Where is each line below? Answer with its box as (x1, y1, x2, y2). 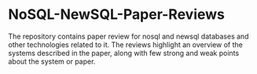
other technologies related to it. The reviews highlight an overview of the (8, 39, 244, 49)
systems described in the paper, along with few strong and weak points (8, 48, 240, 57)
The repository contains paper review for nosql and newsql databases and (8, 31, 249, 41)
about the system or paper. (8, 57, 96, 66)
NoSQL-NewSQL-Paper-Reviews (8, 6, 226, 24)
